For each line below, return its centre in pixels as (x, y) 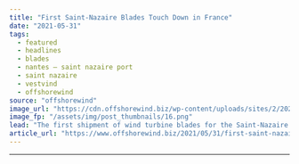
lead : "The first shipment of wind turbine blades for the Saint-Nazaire (149, 126)
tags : (19, 34)
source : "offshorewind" (53, 100)
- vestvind (37, 84)
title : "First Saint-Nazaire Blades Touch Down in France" (121, 17)
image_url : (29, 109)
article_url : (33, 134)
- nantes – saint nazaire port (75, 68)
